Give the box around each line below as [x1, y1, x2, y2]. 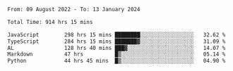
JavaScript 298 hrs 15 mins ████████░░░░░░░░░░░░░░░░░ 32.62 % [7, 31, 226, 38]
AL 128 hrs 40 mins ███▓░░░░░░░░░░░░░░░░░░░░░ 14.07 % [7, 44, 226, 51]
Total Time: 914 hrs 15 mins [7, 18, 93, 25]
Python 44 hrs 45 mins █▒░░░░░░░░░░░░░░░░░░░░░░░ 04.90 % [7, 58, 226, 65]
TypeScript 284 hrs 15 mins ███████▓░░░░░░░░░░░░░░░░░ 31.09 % [7, 38, 226, 45]
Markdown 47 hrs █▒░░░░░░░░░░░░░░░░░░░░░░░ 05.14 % [7, 51, 226, 58]
